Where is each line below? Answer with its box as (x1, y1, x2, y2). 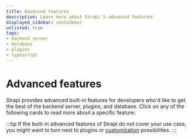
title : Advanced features (6, 8, 69, 15)
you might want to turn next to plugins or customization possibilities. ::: (6, 126, 177, 133)
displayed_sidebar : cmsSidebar (6, 19, 83, 25)
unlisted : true (6, 25, 43, 31)
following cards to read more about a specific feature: (6, 109, 136, 116)
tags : (6, 30, 19, 36)
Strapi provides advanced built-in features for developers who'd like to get (6, 96, 186, 103)
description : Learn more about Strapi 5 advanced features (6, 14, 153, 20)
